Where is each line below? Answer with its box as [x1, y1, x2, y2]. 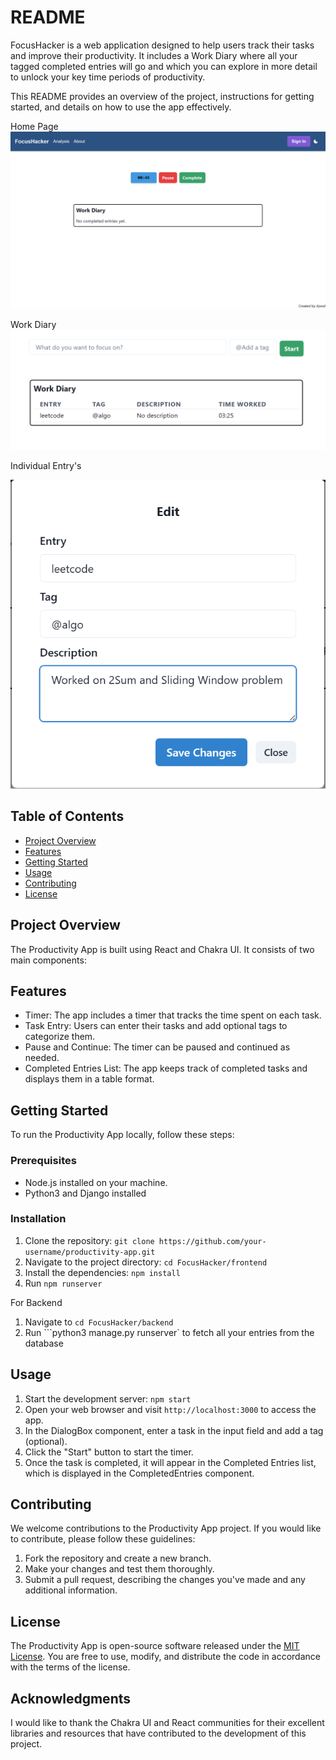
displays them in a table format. [24, 1073, 155, 1085]
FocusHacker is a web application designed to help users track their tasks [10, 39, 315, 51]
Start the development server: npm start [24, 1392, 192, 1405]
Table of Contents [10, 808, 125, 825]
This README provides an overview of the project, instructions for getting [10, 90, 315, 102]
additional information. [24, 1584, 118, 1596]
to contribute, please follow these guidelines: [10, 1533, 196, 1545]
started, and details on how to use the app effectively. [10, 101, 232, 113]
